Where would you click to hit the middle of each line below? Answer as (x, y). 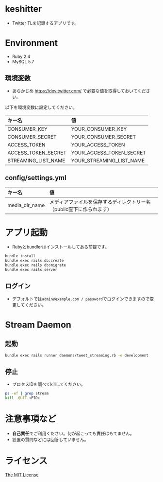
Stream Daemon (38, 325)
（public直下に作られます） (81, 209)
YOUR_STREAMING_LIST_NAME (108, 161)
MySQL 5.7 (23, 61)
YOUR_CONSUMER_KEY (99, 129)
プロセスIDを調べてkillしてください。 (49, 384)
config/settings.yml (36, 178)
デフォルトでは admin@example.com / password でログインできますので (81, 299)
